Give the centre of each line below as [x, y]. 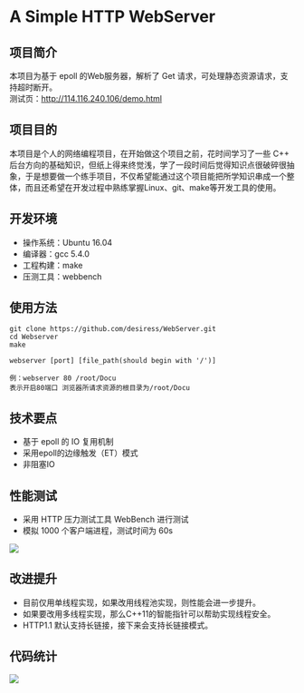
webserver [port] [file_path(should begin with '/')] [113, 361]
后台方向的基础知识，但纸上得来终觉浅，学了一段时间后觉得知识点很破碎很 [148, 164]
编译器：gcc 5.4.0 [56, 254]
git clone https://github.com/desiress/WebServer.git [113, 329]
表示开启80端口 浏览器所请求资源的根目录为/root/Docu [100, 388]
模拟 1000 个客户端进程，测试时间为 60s [98, 531]
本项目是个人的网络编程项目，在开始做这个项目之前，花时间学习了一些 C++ [149, 153]
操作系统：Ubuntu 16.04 [67, 242]
